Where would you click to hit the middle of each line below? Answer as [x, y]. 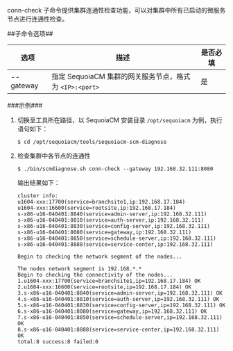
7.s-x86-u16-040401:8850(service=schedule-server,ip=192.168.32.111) [120, 318]
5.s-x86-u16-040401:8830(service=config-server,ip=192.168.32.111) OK [121, 305]
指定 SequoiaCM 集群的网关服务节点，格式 [121, 76]
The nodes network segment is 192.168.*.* [79, 269]
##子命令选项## [30, 34]
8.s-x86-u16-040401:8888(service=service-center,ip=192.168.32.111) [118, 329]
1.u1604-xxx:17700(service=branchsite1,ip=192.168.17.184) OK [109, 281]
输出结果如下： [38, 182]
